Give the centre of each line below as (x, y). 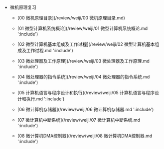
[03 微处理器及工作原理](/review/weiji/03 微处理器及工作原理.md (83, 61)
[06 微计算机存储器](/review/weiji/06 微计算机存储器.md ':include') (85, 109)
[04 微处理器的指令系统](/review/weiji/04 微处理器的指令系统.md (83, 77)
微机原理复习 (23, 7)
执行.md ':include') (45, 99)
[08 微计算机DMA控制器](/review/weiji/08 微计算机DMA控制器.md (85, 136)
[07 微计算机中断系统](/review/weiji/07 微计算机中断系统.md (79, 120)
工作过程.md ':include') (50, 50)
